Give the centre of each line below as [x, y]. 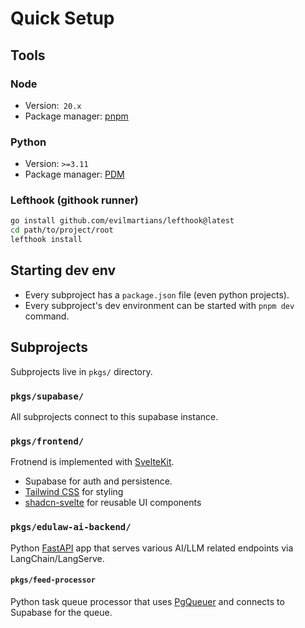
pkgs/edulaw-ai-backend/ [71, 527]
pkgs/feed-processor [53, 580]
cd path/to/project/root [62, 230]
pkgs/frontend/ [47, 441]
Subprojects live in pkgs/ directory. [81, 371]
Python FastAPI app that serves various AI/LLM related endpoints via [152, 548]
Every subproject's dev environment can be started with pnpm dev [159, 305]
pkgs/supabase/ [47, 396]
